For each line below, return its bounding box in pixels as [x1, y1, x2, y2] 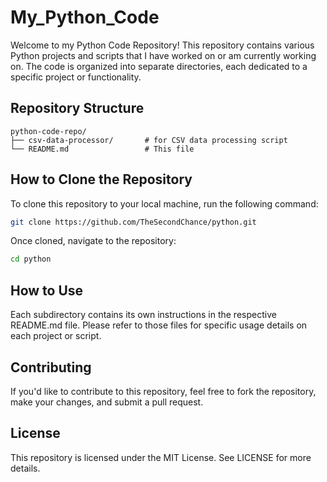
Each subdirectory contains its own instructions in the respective [10, 309, 277, 321]
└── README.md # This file [10, 144, 195, 154]
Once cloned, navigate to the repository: [10, 235, 177, 247]
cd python [10, 254, 52, 265]
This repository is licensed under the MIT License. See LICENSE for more [10, 451, 312, 463]
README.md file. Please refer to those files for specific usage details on [10, 319, 308, 331]
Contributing [10, 359, 92, 376]
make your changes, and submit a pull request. [10, 396, 204, 408]
